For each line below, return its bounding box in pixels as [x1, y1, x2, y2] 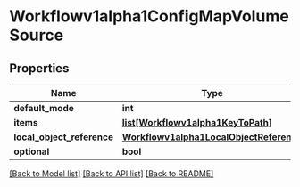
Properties [9, 61, 70, 76]
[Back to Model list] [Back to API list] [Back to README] [9, 168, 214, 179]
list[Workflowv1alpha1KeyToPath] [121, 117, 272, 128]
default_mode [13, 102, 74, 114]
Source [9, 25, 64, 45]
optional [13, 145, 50, 158]
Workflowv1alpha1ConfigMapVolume [9, 6, 290, 27]
